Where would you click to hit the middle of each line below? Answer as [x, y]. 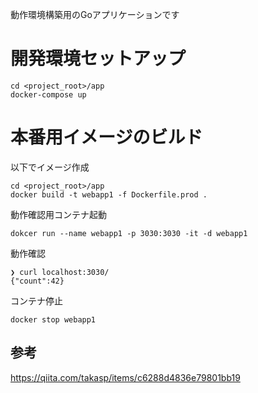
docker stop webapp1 [53, 319]
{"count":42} [37, 281]
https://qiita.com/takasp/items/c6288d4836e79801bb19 [125, 377]
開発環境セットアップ [98, 59]
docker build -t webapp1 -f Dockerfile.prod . [109, 194]
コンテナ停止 [36, 300]
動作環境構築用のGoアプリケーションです [95, 14]
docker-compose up [48, 94]
